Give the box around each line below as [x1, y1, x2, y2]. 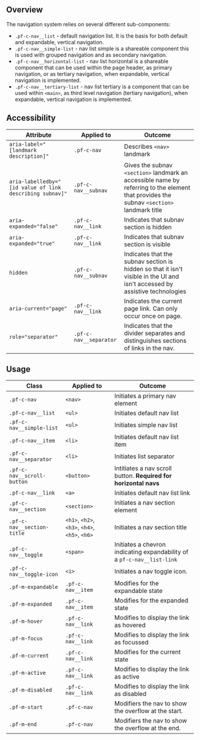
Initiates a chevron [114, 541, 166, 549]
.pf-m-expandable [9, 584, 58, 591]
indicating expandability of [114, 548, 189, 556]
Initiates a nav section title [114, 523, 187, 532]
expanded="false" [9, 223, 58, 229]
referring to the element [124, 183, 190, 192]
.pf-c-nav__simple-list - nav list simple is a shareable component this [14, 45, 189, 52]
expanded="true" [9, 240, 55, 247]
